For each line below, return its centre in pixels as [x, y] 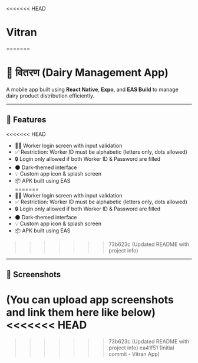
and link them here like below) [81, 312]
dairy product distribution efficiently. [50, 95]
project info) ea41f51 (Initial [141, 348]
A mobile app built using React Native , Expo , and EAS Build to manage [92, 89]
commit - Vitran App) [134, 354]
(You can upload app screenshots [90, 300]
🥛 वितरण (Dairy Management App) [88, 73]
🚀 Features [26, 120]
